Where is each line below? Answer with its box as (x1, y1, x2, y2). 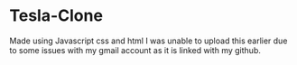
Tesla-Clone (9, 5, 104, 26)
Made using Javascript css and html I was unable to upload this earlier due (9, 35, 288, 46)
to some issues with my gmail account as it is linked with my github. (9, 44, 262, 55)
